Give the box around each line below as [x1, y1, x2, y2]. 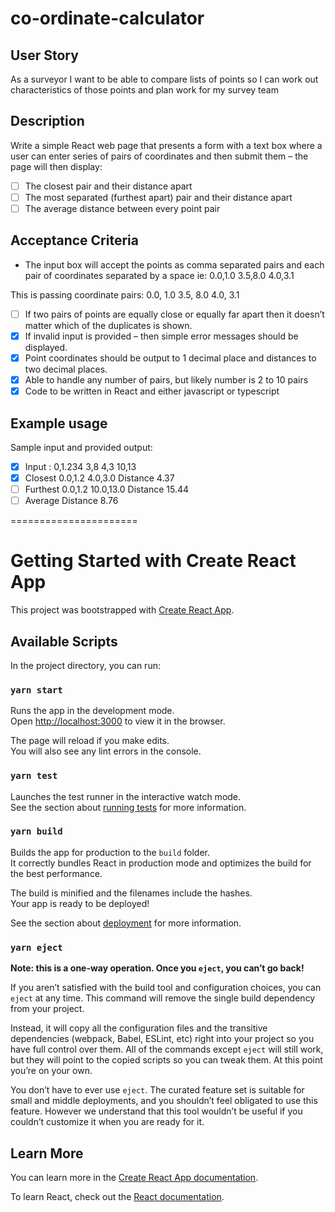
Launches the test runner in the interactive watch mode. [10, 790, 242, 802]
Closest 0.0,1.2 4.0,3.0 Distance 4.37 [24, 472, 175, 484]
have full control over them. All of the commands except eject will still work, [10, 1043, 324, 1056]
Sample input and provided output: [10, 441, 153, 453]
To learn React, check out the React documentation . [10, 1190, 225, 1202]
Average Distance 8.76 [24, 495, 119, 507]
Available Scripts [10, 633, 118, 650]
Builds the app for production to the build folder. [10, 846, 211, 858]
